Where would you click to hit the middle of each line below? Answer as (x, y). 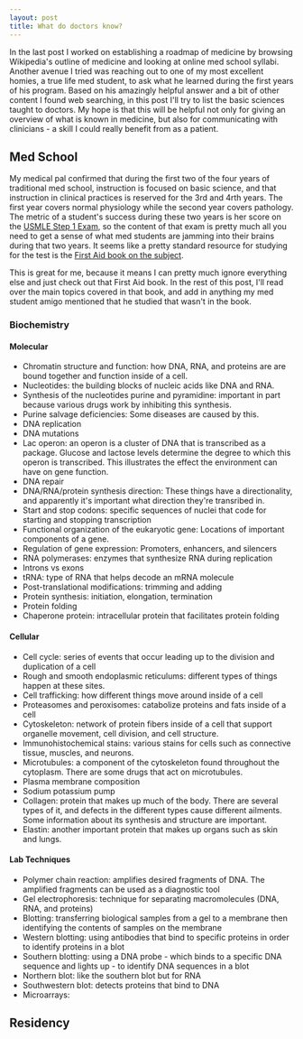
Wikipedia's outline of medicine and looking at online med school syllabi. (144, 61)
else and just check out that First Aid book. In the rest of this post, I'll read (147, 283)
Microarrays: (46, 995)
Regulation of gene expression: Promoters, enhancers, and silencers (150, 549)
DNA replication (52, 424)
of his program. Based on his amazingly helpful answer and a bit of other (144, 90)
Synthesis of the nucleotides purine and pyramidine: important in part (151, 395)
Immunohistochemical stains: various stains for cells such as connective (156, 743)
